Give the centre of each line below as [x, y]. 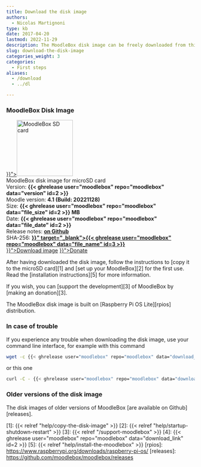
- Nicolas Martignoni [39, 23]
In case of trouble [32, 326]
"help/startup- [171, 425]
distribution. [21, 311]
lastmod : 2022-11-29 [32, 40]
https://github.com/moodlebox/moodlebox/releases [70, 457]
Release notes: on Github [37, 232]
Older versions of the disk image [54, 395]
